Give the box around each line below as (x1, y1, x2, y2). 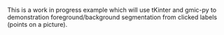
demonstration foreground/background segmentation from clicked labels (7, 13, 218, 21)
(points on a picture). (7, 21, 68, 28)
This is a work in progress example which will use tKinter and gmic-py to (7, 6, 217, 14)
